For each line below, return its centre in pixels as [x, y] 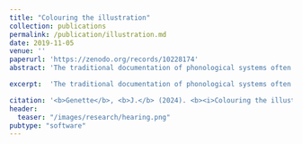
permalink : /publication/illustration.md [88, 34]
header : [24, 109]
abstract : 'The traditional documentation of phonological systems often [151, 68]
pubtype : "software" [48, 126]
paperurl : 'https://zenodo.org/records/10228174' [104, 59]
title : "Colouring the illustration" [80, 18]
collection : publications [58, 26]
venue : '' [28, 51]
